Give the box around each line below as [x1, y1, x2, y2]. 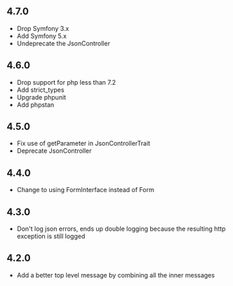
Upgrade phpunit [16, 93, 67, 101]
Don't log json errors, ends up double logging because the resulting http [16, 224, 226, 233]
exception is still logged [16, 232, 86, 240]
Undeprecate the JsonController [16, 39, 110, 48]
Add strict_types [16, 86, 65, 94]
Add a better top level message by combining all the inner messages [16, 271, 215, 279]
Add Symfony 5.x [16, 32, 67, 40]
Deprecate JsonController [16, 147, 92, 155]
